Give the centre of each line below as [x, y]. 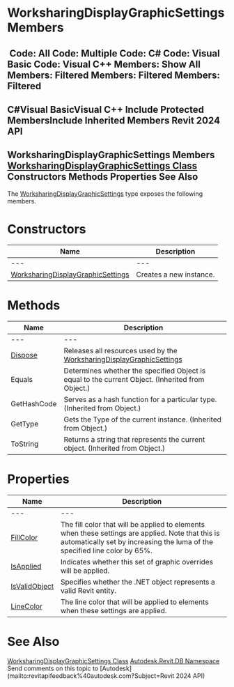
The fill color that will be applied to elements [133, 524]
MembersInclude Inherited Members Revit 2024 [114, 120]
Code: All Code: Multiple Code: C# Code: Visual [115, 53]
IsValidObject [32, 586]
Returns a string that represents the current [134, 439]
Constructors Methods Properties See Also [103, 177]
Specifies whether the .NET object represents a [138, 582]
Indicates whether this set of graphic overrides [137, 562]
